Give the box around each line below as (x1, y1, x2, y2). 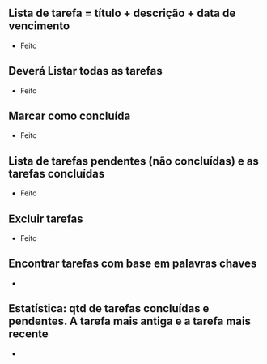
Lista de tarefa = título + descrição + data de (8, 6, 236, 20)
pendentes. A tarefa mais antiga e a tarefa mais (8, 315, 252, 328)
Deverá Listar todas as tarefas (8, 64, 163, 78)
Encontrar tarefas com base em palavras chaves (8, 257, 257, 271)
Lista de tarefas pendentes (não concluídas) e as (8, 154, 259, 168)
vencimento (8, 19, 70, 33)
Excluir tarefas (8, 212, 83, 225)
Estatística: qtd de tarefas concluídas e (8, 302, 210, 315)
